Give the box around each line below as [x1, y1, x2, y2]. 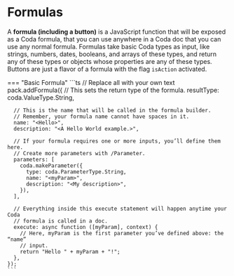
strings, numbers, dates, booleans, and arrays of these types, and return [7, 50, 217, 58]
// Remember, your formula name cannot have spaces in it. [13, 113, 190, 120]
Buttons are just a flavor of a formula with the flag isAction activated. [7, 65, 207, 73]
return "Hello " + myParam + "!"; [20, 248, 121, 255]
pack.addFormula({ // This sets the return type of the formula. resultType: [7, 86, 219, 94]
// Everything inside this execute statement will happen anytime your [13, 205, 228, 212]
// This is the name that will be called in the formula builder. [13, 107, 212, 114]
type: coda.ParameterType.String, [25, 168, 128, 176]
